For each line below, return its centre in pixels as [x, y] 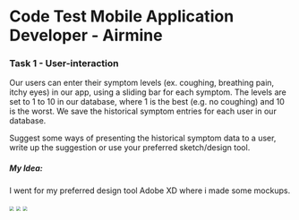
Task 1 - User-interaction [64, 63]
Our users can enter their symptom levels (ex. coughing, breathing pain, [142, 83]
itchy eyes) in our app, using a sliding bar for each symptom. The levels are [148, 92]
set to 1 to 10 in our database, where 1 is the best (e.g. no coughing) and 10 [147, 102]
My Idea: [26, 168]
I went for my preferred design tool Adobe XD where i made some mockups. [150, 190]
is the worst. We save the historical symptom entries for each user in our [143, 111]
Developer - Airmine [86, 35]
